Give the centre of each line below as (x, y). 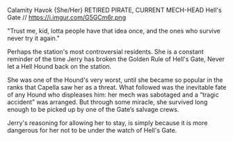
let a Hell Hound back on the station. (59, 66)
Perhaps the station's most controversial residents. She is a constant (105, 52)
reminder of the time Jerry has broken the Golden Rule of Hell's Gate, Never (116, 59)
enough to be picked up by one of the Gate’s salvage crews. (93, 109)
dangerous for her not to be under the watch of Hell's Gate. (92, 130)
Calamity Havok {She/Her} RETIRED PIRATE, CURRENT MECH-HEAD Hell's (114, 10)
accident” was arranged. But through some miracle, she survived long (107, 102)
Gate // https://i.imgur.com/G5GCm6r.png (67, 17)
